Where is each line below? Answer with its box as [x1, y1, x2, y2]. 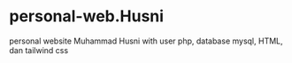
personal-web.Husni [9, 6, 165, 27]
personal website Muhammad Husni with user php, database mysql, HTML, [9, 35, 283, 46]
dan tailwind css [9, 44, 69, 55]
